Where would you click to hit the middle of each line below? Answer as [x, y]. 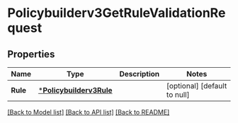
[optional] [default [197, 86]
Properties [31, 54]
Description [140, 74]
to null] [178, 95]
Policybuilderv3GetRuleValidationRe [117, 13]
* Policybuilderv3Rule [75, 90]
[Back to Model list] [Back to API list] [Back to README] [89, 112]
